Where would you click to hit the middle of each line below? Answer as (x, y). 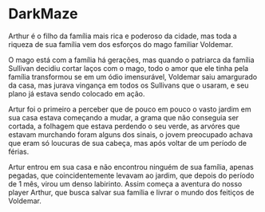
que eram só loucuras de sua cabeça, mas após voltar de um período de (128, 143)
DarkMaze (43, 14)
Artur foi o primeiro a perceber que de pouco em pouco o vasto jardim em (130, 109)
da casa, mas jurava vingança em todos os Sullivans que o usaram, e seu (129, 85)
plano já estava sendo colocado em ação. (77, 93)
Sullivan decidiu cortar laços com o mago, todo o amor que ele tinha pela (129, 68)
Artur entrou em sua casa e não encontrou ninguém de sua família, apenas (131, 167)
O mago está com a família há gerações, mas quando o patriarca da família (131, 60)
